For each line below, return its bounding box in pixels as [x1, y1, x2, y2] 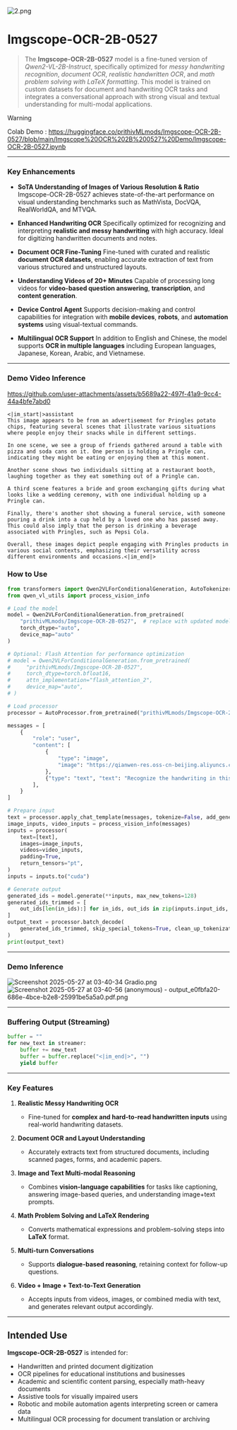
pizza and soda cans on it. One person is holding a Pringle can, [7, 448, 207, 455]
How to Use [7, 570, 48, 580]
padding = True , [20, 853, 61, 860]
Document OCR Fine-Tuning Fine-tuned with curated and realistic [17, 248, 210, 256]
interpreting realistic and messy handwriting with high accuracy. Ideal [17, 226, 224, 235]
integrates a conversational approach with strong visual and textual [24, 92, 220, 100]
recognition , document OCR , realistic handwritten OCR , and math [24, 69, 215, 78]
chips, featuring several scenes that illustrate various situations [7, 423, 217, 430]
